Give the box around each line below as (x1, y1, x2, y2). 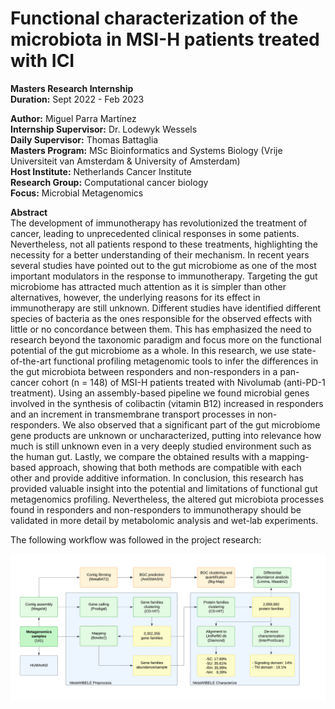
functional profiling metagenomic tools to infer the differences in (53, 355, 319, 367)
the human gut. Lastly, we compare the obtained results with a (10, 450, 267, 462)
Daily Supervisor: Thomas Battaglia (10, 133, 159, 146)
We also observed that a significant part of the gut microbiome (62, 418, 321, 431)
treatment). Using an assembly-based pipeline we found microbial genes (10, 387, 310, 399)
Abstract (10, 206, 48, 218)
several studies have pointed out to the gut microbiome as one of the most (10, 259, 317, 271)
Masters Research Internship (10, 82, 134, 94)
